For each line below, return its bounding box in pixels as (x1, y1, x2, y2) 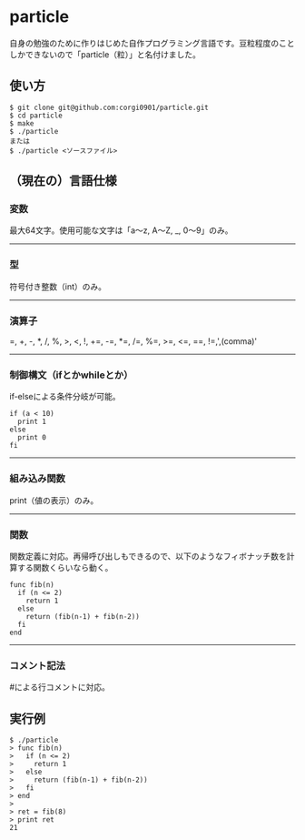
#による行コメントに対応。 (9, 682, 111, 693)
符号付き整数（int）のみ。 (9, 280, 107, 292)
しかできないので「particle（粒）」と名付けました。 (9, 48, 202, 60)
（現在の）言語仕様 (9, 173, 117, 188)
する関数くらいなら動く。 (16, 562, 113, 572)
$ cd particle (9, 111, 64, 120)
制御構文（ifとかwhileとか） (9, 369, 133, 381)
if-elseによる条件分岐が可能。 (9, 391, 121, 402)
